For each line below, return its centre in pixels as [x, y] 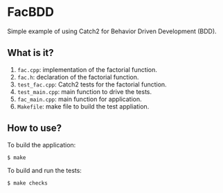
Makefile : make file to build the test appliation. [83, 106]
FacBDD [30, 12]
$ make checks [28, 183]
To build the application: [42, 145]
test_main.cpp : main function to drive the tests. [84, 91]
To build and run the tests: [44, 171]
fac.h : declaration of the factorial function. [78, 77]
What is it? [30, 53]
